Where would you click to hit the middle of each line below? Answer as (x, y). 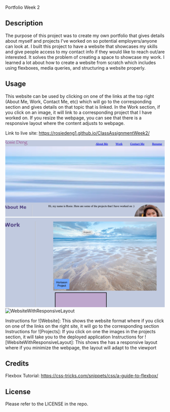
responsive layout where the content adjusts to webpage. (65, 123)
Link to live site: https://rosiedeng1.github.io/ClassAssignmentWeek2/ (78, 133)
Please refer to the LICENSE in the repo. (47, 404)
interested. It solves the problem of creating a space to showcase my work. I (85, 57)
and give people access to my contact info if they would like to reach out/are (85, 52)
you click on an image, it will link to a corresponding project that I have (79, 112)
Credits (17, 363)
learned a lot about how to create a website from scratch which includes (80, 62)
